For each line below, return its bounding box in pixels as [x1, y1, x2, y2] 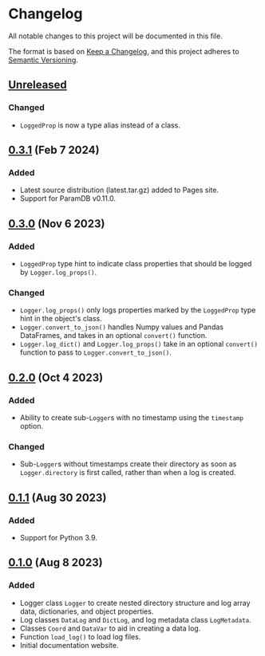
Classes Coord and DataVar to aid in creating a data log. [19, 623, 201, 633]
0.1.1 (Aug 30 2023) [8, 491, 107, 505]
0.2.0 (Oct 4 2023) [8, 371, 104, 384]
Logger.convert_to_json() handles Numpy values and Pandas [19, 322, 223, 332]
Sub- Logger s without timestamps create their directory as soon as [19, 459, 237, 469]
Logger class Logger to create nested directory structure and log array [19, 598, 251, 607]
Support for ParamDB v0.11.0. [19, 194, 117, 203]
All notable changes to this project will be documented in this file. [8, 31, 223, 41]
